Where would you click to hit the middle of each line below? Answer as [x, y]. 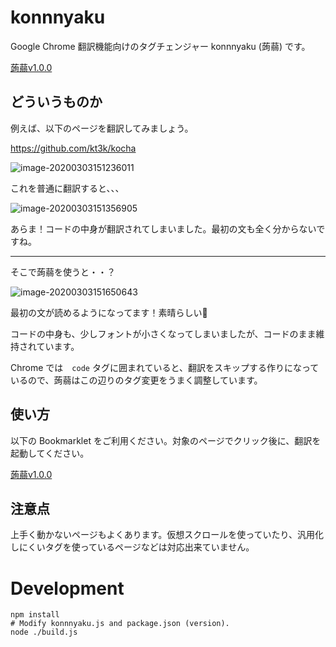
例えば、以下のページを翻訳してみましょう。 [102, 128]
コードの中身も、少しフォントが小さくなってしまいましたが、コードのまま [163, 333]
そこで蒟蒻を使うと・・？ [63, 272]
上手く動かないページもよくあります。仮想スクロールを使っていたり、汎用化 [167, 535]
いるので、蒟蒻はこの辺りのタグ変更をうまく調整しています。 [136, 380]
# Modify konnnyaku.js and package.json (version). [120, 624]
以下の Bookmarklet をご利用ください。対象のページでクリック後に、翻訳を [166, 440]
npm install [35, 615]
